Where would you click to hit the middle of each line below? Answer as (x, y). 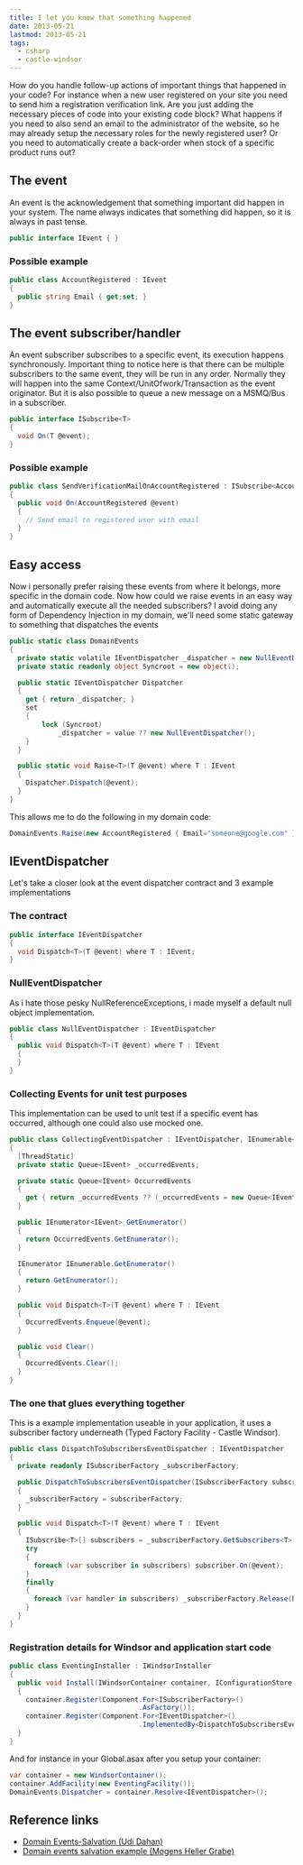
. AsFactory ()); (167, 1708)
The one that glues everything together (97, 1403)
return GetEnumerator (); (72, 1281)
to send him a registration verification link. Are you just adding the (132, 104)
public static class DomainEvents (74, 641)
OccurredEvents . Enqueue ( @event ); (88, 1322)
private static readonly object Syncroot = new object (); (129, 666)
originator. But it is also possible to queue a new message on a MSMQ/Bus (147, 393)
